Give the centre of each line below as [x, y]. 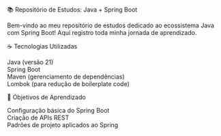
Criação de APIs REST [38, 118]
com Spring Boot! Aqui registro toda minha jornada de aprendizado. [102, 32]
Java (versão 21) [30, 62]
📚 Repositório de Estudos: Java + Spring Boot [72, 10]
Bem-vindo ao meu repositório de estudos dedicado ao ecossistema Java [111, 25]
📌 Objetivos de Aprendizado [47, 97]
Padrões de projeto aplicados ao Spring [63, 125]
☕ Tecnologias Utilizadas [42, 46]
